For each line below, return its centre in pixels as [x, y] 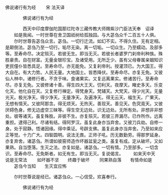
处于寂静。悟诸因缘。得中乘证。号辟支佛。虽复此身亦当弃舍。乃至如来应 [88, 128]
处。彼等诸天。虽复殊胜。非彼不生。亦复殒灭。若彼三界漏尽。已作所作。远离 [84, 116]
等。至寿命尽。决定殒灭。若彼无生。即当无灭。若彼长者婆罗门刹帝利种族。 [82, 53]
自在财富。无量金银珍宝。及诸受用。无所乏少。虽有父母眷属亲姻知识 [92, 60]
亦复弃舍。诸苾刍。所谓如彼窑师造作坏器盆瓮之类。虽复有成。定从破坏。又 [82, 141]
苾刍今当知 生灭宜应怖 [40, 166]
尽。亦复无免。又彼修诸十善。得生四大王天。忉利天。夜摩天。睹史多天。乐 [82, 85]
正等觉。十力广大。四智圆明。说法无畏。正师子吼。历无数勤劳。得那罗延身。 [84, 135]
